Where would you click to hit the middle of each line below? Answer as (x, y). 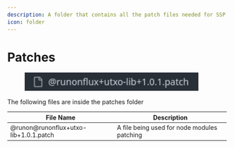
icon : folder (26, 22)
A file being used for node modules (167, 128)
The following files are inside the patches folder (76, 102)
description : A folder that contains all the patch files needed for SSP (117, 15)
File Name (61, 117)
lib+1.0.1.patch (32, 135)
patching (130, 135)
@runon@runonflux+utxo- (48, 128)
